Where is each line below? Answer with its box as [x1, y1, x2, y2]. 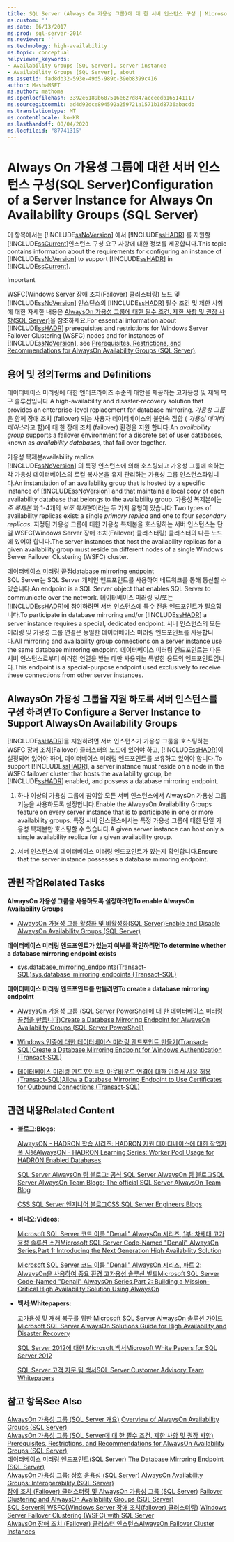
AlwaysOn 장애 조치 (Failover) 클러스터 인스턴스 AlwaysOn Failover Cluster [7, 1520, 214, 1528]
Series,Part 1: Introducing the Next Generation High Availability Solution [17, 1246, 222, 1254]
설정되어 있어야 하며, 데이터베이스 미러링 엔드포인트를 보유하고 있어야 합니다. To [7, 754, 223, 762]
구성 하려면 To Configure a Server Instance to [7, 706, 201, 718]
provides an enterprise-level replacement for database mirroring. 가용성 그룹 [7, 406, 225, 414]
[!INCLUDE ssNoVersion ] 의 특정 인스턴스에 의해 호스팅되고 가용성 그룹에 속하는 [7, 461, 225, 470]
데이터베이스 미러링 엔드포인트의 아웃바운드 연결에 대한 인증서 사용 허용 [17, 1067, 211, 1076]
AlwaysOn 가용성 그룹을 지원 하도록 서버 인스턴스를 [7, 692, 218, 705]
